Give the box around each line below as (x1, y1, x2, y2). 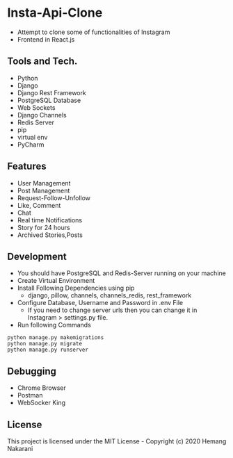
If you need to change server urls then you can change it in (27, 306, 198, 314)
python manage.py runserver (7, 346, 89, 354)
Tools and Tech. (7, 56, 78, 67)
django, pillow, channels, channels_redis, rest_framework (27, 291, 192, 300)
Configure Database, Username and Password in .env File (17, 299, 184, 307)
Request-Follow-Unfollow (17, 193, 91, 202)
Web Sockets (17, 103, 56, 112)
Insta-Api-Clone (7, 5, 103, 21)
